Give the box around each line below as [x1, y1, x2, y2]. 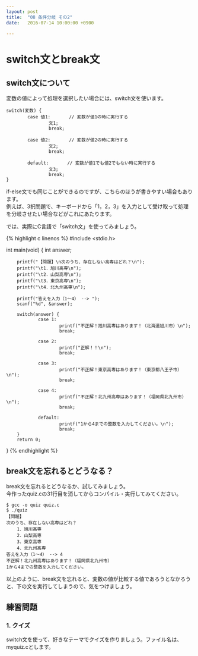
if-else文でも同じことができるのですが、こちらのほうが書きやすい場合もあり [6, 188, 193, 195]
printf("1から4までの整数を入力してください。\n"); [59, 421, 174, 427]
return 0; [17, 437, 41, 443]
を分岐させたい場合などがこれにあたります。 [6, 211, 115, 218]
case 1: [37, 316, 58, 323]
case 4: [37, 388, 58, 394]
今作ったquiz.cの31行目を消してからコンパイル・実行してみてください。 [6, 490, 182, 497]
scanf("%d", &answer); [17, 301, 73, 307]
